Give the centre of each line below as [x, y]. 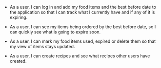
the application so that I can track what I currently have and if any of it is [82, 12]
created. [18, 61]
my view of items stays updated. [42, 46]
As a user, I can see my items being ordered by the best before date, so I [83, 27]
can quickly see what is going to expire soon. [55, 32]
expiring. [19, 17]
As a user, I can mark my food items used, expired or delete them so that [83, 41]
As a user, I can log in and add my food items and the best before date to [83, 7]
